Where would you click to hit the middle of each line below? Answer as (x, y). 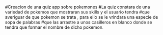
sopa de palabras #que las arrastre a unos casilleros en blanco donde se (79, 22)
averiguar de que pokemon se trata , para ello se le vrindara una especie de (81, 17)
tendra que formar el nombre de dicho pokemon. (54, 27)
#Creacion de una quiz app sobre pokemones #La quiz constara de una (78, 7)
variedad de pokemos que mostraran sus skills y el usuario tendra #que (77, 12)
